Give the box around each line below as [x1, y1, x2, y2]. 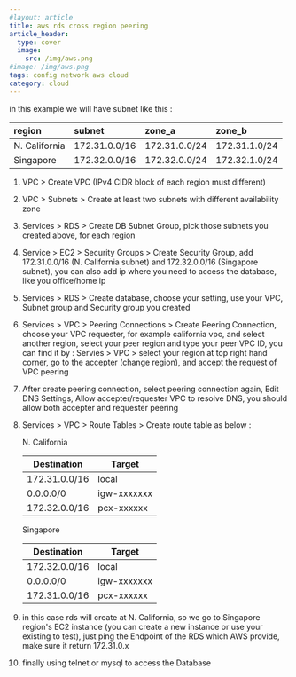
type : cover [17, 37, 62, 47]
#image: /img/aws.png [9, 63, 90, 72]
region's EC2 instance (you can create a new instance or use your [21, 621, 263, 632]
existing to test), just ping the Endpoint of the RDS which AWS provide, [21, 631, 281, 642]
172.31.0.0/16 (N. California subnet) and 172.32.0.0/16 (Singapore [21, 256, 259, 267]
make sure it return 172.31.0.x [21, 640, 129, 650]
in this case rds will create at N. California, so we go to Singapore [21, 611, 261, 622]
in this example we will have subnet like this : [9, 103, 173, 114]
